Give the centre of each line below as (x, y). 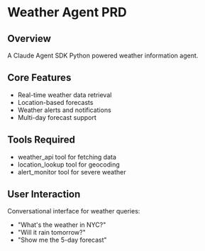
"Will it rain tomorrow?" (52, 233)
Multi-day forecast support (57, 117)
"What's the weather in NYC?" (62, 225)
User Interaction (44, 195)
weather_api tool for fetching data (67, 157)
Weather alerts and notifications (64, 110)
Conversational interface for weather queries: (74, 211)
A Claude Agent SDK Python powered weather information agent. (103, 55)
